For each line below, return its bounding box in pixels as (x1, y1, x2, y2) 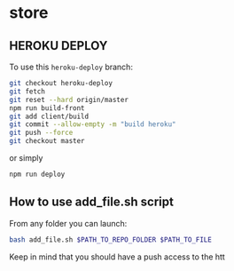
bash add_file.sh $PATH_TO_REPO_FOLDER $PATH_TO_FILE (9, 235, 213, 244)
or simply (9, 153, 43, 163)
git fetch (9, 87, 46, 96)
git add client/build (9, 112, 90, 121)
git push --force (9, 128, 74, 138)
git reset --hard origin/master (9, 95, 129, 104)
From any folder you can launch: (9, 218, 128, 228)
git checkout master (9, 137, 86, 146)
